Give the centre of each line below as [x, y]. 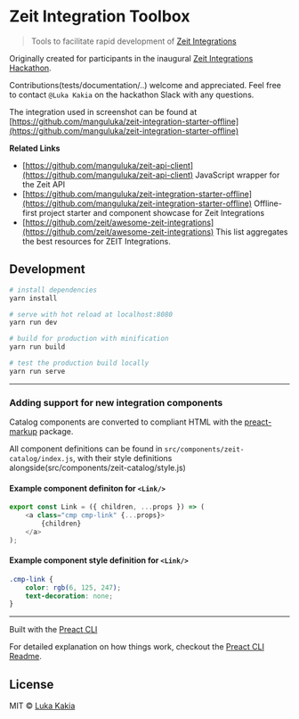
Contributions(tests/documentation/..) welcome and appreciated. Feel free [145, 85]
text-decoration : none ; [69, 596]
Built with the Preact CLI [53, 630]
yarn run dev [33, 323]
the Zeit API [43, 184]
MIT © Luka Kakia [42, 706]
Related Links [35, 148]
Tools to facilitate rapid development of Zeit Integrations [134, 41]
